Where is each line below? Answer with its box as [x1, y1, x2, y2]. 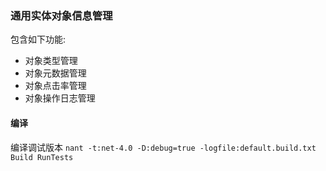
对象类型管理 [24, 55, 78, 67]
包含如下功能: [10, 33, 67, 46]
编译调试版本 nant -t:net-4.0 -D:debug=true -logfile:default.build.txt [10, 141, 317, 153]
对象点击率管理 [24, 80, 87, 92]
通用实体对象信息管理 [10, 8, 113, 22]
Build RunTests [10, 152, 74, 162]
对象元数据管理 [24, 67, 87, 79]
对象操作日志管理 [24, 92, 96, 104]
